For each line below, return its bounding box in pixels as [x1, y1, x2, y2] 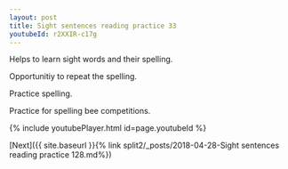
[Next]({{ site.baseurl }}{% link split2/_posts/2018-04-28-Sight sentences [9, 140, 280, 151]
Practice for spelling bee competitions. [9, 106, 151, 117]
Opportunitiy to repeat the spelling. [9, 71, 138, 82]
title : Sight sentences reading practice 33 [9, 21, 177, 30]
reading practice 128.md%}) [9, 149, 112, 160]
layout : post [9, 12, 58, 22]
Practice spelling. [9, 88, 73, 99]
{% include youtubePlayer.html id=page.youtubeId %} [9, 123, 207, 133]
